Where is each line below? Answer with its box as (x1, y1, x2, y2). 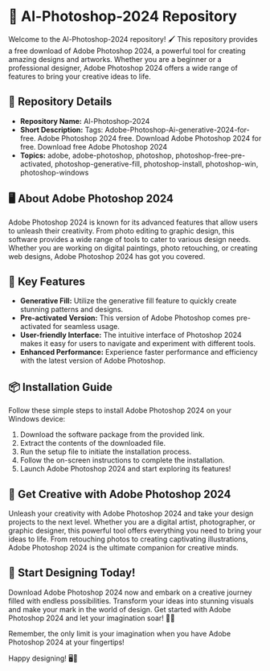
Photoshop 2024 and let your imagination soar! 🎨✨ (8, 613, 175, 623)
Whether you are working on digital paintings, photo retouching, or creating (8, 243, 258, 253)
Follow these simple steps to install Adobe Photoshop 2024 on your (8, 405, 232, 415)
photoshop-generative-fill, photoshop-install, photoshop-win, (55, 158, 259, 168)
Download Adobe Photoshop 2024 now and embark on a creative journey (8, 587, 252, 597)
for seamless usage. (52, 322, 121, 331)
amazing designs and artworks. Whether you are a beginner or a (8, 54, 223, 64)
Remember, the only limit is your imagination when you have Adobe (8, 628, 231, 638)
